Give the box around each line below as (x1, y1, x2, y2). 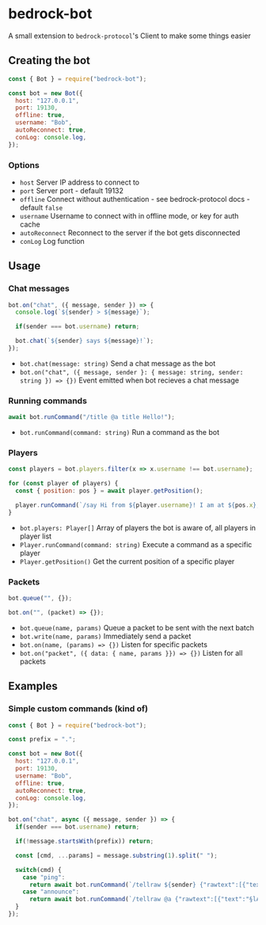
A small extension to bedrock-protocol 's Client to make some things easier (8, 31, 251, 40)
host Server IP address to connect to (19, 177, 140, 187)
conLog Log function (19, 236, 85, 246)
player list (19, 531, 52, 541)
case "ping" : (22, 873, 66, 881)
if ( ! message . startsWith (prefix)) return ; (15, 837, 154, 846)
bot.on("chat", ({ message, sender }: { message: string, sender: (19, 368, 244, 376)
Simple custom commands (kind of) (8, 703, 149, 714)
